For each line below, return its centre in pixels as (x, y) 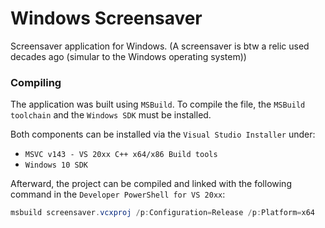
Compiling (36, 82)
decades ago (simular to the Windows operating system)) (128, 56)
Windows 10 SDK (56, 165)
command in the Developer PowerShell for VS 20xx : (118, 194)
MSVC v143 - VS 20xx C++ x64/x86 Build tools (121, 155)
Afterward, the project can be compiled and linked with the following (151, 184)
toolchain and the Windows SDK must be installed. (111, 115)
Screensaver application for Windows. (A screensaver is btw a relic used (160, 46)
